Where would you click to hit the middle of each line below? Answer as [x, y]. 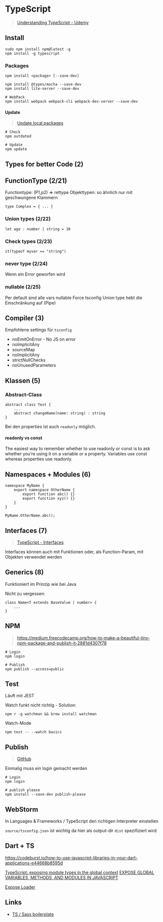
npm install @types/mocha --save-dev [43, 85]
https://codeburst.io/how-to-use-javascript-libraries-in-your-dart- [71, 858]
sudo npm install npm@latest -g [38, 49]
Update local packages [40, 123]
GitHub [24, 759]
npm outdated [18, 136]
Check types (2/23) [29, 241]
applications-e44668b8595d [34, 863]
